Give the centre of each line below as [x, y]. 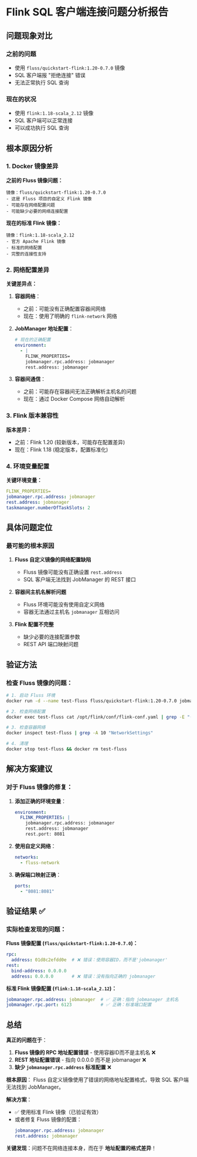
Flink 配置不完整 [34, 624]
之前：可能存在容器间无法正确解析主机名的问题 [80, 391]
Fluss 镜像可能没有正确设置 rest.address [73, 572]
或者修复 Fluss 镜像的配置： [48, 1119]
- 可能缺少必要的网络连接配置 [37, 211]
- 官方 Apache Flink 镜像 [36, 241]
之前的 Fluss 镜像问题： [35, 180]
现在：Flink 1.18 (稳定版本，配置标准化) [61, 449]
